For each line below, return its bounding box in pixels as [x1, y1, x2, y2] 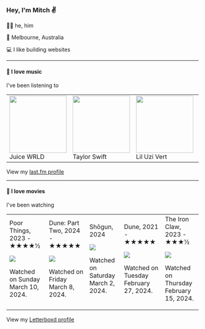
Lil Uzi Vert [136, 152, 168, 161]
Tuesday [124, 271, 149, 280]
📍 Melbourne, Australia [6, 34, 64, 41]
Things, [9, 226, 31, 235]
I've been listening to [6, 82, 59, 89]
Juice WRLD [9, 152, 45, 161]
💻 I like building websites [6, 46, 71, 54]
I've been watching [6, 201, 55, 208]
